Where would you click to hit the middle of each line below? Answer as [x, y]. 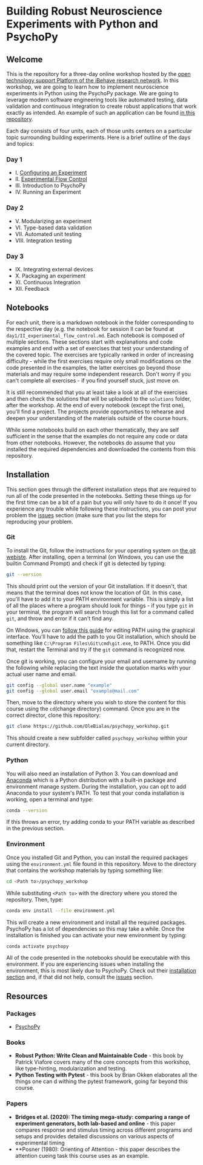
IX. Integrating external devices [54, 269]
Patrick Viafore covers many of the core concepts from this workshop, [103, 1062]
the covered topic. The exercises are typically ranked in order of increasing [100, 355]
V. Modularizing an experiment [53, 221]
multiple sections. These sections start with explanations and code [89, 342]
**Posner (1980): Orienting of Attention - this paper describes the [98, 1149]
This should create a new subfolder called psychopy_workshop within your [97, 738]
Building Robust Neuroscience [84, 11]
